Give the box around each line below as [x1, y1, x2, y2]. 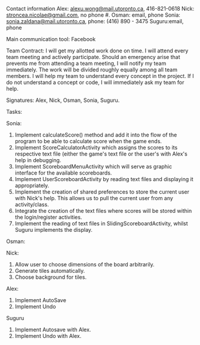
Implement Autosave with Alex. [14, 326, 91, 333]
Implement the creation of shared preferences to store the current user [14, 188, 190, 195]
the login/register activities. [14, 214, 82, 220]
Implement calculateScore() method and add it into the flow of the [14, 131, 177, 138]
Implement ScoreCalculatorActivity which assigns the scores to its [14, 144, 178, 151]
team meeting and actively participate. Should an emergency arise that [6, 54, 180, 60]
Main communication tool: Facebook [6, 36, 96, 42]
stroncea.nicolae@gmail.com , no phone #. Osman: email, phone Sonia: [6, 11, 181, 18]
